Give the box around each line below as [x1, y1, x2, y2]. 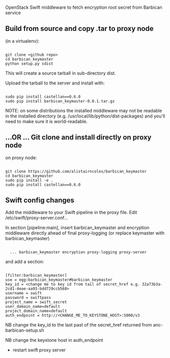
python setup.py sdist [5, 61, 53, 66]
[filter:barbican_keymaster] [5, 273, 67, 278]
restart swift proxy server [12, 347, 66, 353]
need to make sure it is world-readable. [5, 118, 88, 124]
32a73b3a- [141, 282, 163, 287]
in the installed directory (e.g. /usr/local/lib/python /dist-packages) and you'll [5, 113, 165, 119]
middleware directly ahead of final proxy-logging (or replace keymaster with [5, 230, 164, 236]
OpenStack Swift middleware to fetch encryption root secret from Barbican [5, 5, 162, 10]
